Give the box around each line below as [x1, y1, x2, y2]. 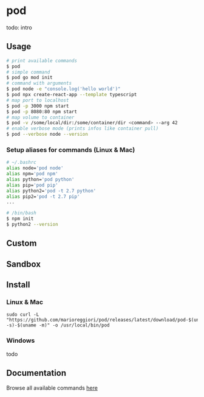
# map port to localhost [6, 97, 69, 104]
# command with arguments [6, 80, 72, 86]
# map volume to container [6, 114, 75, 121]
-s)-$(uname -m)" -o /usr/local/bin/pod [6, 322, 110, 329]
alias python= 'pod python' [6, 176, 75, 183]
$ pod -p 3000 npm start [6, 103, 69, 109]
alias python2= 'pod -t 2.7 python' [6, 188, 97, 194]
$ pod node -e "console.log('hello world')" [6, 86, 121, 92]
